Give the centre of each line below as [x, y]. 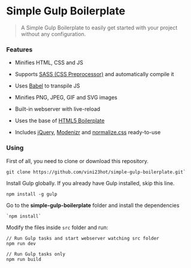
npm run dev [21, 243]
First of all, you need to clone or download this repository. [77, 161]
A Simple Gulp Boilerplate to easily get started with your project [99, 28]
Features [19, 49]
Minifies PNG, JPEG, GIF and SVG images [66, 98]
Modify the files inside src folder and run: [57, 227]
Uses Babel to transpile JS [47, 86]
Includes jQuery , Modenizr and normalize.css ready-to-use [88, 133]
